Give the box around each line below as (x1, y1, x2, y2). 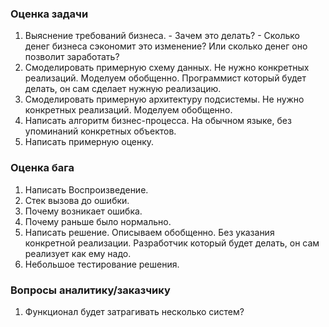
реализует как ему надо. (24, 247, 132, 259)
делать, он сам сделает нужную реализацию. (24, 83, 222, 95)
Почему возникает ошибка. (24, 205, 143, 217)
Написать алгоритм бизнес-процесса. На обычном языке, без (24, 115, 292, 127)
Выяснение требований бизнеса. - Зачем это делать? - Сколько (24, 30, 300, 42)
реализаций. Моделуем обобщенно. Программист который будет (24, 72, 307, 84)
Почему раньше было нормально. (24, 215, 172, 227)
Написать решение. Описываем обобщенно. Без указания (24, 226, 275, 238)
